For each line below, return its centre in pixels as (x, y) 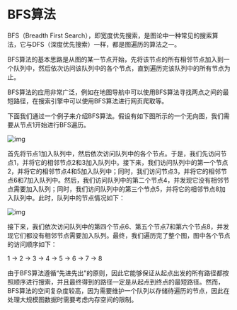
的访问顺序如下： (32, 244)
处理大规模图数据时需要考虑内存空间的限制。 (73, 299)
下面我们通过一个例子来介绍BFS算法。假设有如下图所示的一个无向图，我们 (116, 116)
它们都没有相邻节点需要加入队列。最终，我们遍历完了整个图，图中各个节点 (122, 235)
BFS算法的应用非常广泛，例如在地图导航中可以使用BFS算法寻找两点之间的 (115, 92)
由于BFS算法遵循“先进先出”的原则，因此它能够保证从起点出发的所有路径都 (115, 272)
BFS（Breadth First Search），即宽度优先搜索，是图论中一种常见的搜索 (110, 35)
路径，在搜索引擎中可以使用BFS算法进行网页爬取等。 (91, 101)
